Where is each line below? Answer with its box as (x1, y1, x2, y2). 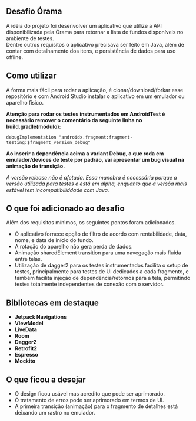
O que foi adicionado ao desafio (6, 204, 125, 214)
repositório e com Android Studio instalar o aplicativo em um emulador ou (6, 93, 185, 100)
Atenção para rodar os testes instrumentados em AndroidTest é (6, 110, 165, 118)
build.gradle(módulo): (6, 123, 61, 130)
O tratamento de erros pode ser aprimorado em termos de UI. (14, 397, 164, 404)
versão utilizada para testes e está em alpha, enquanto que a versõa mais (6, 180, 187, 187)
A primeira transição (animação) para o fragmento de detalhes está (14, 403, 178, 410)
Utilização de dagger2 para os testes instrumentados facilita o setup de (14, 262, 188, 269)
